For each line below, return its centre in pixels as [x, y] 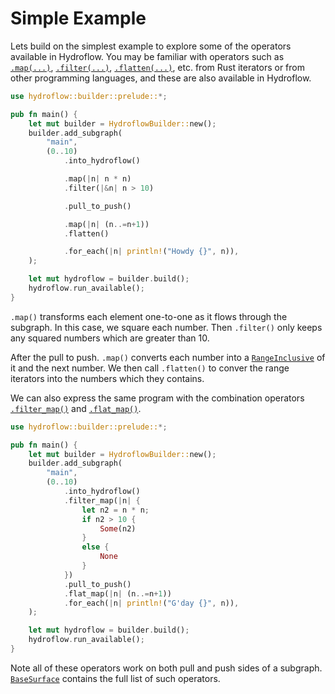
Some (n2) [118, 528]
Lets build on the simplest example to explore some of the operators [151, 46]
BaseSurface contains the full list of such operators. [115, 678]
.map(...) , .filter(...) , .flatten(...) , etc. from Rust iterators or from [157, 67]
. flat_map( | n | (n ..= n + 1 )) [117, 593]
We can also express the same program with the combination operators [157, 398]
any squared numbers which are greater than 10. [110, 338]
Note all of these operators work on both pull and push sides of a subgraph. [166, 668]
